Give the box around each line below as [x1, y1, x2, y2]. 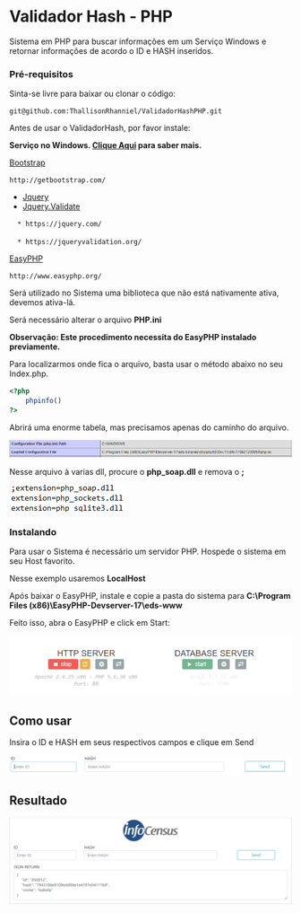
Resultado [9, 793, 67, 809]
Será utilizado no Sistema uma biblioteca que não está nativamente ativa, [9, 287, 279, 298]
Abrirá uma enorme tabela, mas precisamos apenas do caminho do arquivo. [9, 422, 289, 433]
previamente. [9, 341, 61, 352]
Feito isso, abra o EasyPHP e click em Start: [9, 618, 170, 628]
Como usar [9, 713, 73, 728]
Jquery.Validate [21, 201, 81, 212]
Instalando [9, 526, 56, 538]
